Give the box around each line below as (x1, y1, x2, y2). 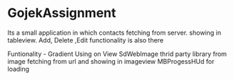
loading (7, 64, 30, 73)
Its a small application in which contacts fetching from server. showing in (7, 28, 221, 37)
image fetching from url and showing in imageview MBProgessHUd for (7, 57, 215, 65)
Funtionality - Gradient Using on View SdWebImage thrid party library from (7, 50, 227, 58)
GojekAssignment (7, 5, 116, 21)
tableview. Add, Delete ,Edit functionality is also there (7, 35, 164, 44)
